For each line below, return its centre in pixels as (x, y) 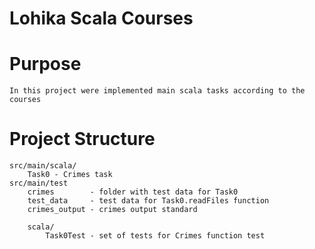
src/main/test (39, 183)
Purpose (45, 64)
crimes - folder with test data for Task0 (133, 192)
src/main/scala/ (43, 166)
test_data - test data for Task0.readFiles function (148, 201)
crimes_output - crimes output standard (112, 210)
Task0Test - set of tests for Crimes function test (155, 236)
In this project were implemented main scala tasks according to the (157, 91)
